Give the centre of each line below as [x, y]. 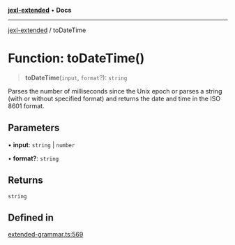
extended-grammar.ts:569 [46, 235]
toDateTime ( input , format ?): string [76, 77]
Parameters [34, 128]
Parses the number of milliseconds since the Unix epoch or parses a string [115, 91]
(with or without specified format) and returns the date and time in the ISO [114, 98]
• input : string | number [41, 144]
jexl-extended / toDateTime [47, 30]
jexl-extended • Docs [40, 10]
